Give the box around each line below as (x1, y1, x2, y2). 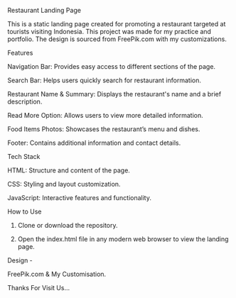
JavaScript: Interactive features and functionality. (7, 194, 151, 202)
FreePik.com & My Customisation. (7, 270, 107, 278)
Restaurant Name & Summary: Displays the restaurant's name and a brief (7, 90, 222, 98)
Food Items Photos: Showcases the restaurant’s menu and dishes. (7, 125, 200, 133)
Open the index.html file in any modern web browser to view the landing (17, 235, 229, 243)
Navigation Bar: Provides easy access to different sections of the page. (7, 62, 215, 70)
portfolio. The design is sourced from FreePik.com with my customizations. (7, 35, 227, 43)
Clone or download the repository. (17, 221, 119, 229)
